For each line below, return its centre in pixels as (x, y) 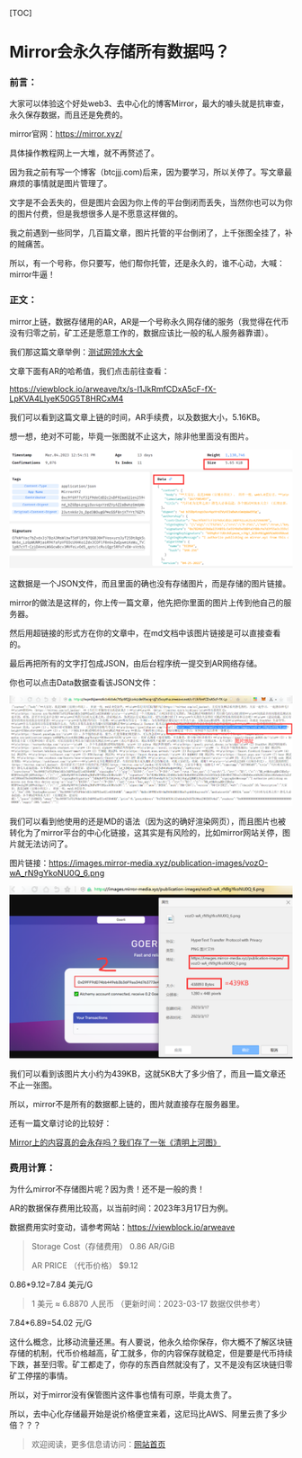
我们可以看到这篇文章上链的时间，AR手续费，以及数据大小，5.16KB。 (137, 416)
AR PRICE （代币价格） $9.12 (84, 1266)
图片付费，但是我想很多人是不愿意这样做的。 (99, 214)
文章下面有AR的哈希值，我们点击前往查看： (89, 371)
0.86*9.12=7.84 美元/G (51, 1284)
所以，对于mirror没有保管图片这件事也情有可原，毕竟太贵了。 (123, 1395)
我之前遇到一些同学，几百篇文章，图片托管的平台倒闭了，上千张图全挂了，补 (151, 233)
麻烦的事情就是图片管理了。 (61, 183)
